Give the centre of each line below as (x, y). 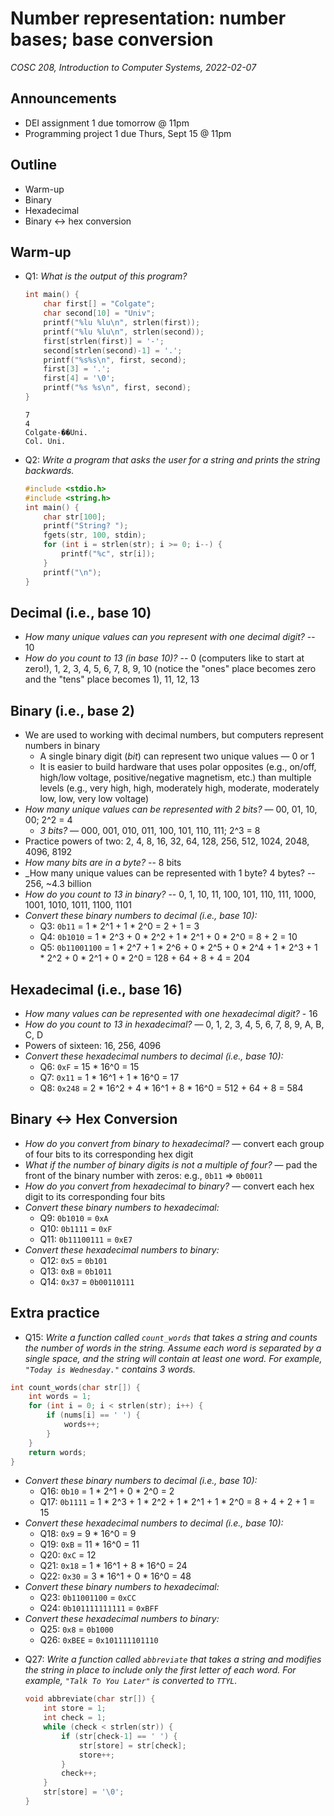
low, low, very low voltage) (94, 799)
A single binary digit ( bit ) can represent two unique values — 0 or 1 (177, 756)
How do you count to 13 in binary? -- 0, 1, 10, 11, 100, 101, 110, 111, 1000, (170, 894)
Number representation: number (148, 18)
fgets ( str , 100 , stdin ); (95, 535)
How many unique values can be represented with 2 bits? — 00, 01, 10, (171, 809)
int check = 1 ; (75, 1718)
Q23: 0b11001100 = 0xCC (88, 1598)
